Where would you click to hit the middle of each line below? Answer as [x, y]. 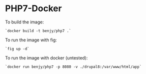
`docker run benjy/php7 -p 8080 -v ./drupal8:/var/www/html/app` [73, 67]
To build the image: [25, 22]
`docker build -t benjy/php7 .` [38, 31]
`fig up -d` [17, 49]
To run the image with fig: [31, 40]
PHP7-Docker [34, 9]
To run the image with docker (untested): [46, 58]
